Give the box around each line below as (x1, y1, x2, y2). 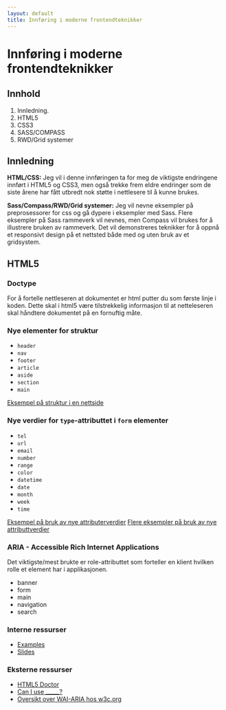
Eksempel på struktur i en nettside (7, 399, 104, 407)
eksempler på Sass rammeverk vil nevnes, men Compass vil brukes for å (7, 216, 213, 224)
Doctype (7, 278, 36, 288)
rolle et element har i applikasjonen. (7, 565, 108, 573)
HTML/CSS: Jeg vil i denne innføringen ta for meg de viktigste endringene (7, 173, 218, 182)
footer (16, 357, 36, 364)
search (16, 608, 37, 616)
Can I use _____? (16, 688, 63, 696)
